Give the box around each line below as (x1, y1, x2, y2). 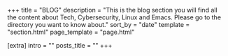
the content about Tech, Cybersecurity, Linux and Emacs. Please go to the (7, 13, 222, 21)
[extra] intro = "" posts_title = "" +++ (7, 41, 113, 49)
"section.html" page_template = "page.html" (7, 28, 135, 36)
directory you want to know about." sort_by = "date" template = (7, 21, 190, 28)
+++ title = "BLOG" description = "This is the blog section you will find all (7, 6, 218, 14)
